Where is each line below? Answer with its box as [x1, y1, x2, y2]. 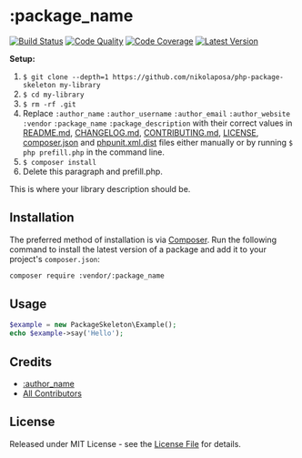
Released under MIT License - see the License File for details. [9, 438, 241, 449]
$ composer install [22, 158, 97, 167]
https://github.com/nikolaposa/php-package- [112, 72, 284, 82]
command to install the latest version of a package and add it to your [9, 243, 267, 255]
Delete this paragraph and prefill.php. [22, 166, 164, 177]
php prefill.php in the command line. [22, 147, 166, 158]
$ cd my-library [22, 90, 85, 99]
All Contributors [22, 388, 82, 399]
